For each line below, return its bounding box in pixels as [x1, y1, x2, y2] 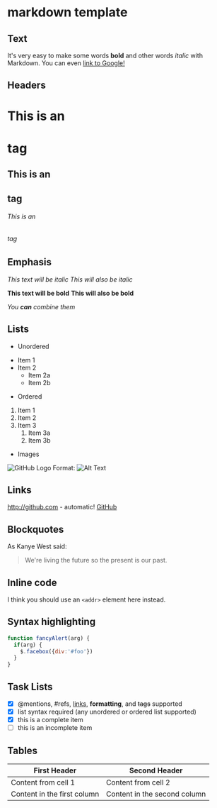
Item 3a [28, 428, 51, 437]
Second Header [129, 765, 183, 775]
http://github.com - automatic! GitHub [7, 503, 117, 511]
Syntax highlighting [7, 616, 96, 628]
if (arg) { [13, 641, 42, 648]
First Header [33, 765, 76, 775]
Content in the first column [11, 789, 100, 799]
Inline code [7, 576, 57, 589]
